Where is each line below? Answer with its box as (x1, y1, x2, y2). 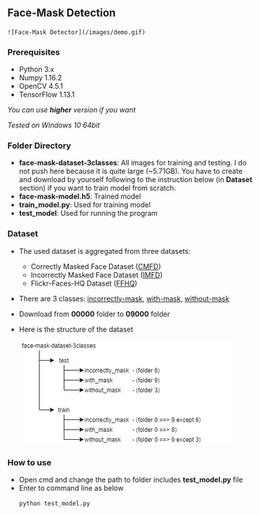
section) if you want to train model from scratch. (18, 184, 176, 193)
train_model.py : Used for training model (18, 200, 151, 210)
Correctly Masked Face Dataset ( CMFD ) (30, 261, 161, 271)
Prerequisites (7, 47, 60, 58)
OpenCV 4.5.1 (18, 81, 64, 91)
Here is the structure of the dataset (18, 324, 134, 334)
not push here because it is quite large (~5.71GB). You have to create (18, 166, 243, 176)
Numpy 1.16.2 (18, 73, 62, 82)
